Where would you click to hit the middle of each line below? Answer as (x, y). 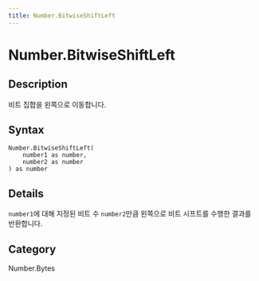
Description (38, 84)
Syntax (26, 130)
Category (32, 249)
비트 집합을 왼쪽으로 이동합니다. (57, 104)
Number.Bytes (32, 268)
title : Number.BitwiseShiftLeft (62, 16)
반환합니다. (26, 224)
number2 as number (53, 162)
